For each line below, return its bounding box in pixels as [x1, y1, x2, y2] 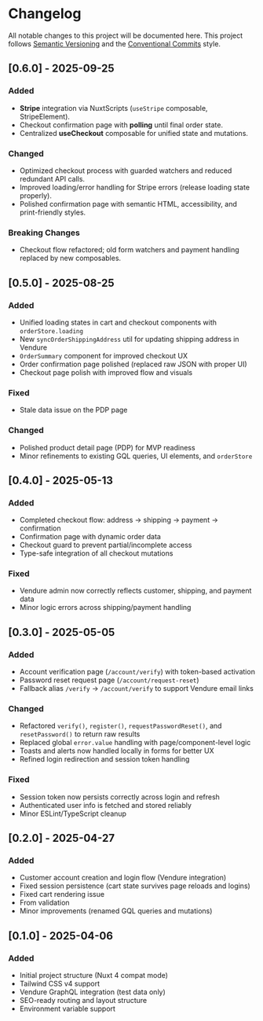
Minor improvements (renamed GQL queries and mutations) [19, 906, 213, 916]
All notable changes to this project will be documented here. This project [8, 31, 243, 40]
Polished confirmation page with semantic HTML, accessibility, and [19, 199, 238, 208]
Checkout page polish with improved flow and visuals [19, 367, 193, 377]
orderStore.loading [19, 327, 84, 335]
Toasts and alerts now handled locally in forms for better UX [19, 746, 214, 755]
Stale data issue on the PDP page [19, 406, 128, 415]
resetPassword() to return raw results [19, 729, 141, 739]
